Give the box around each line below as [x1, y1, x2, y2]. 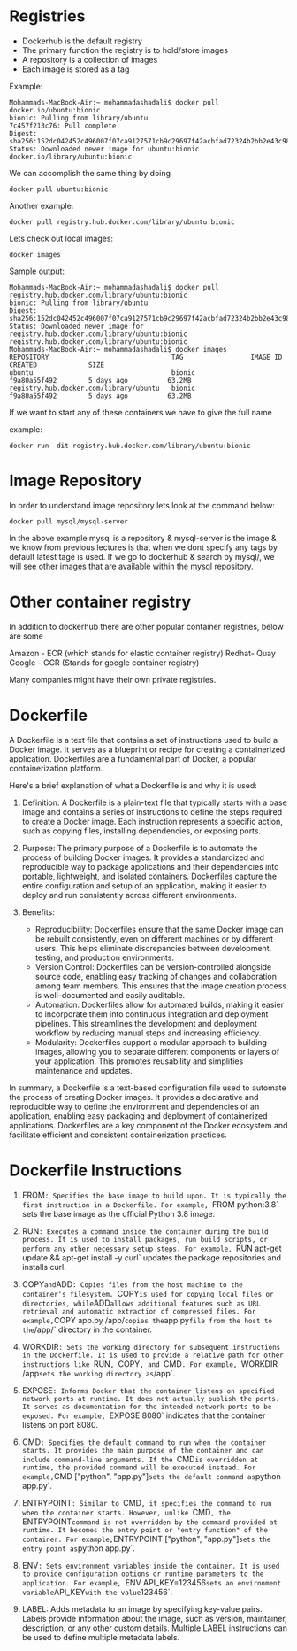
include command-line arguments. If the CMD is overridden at [21, 1453, 259, 1464]
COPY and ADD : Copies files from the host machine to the [21, 1278, 243, 1290]
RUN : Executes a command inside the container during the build [21, 1225, 269, 1236]
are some [9, 631, 44, 641]
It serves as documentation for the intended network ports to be [21, 1402, 272, 1411]
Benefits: [21, 906, 55, 918]
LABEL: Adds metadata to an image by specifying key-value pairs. [21, 1603, 263, 1614]
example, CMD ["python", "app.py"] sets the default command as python [21, 1470, 281, 1481]
